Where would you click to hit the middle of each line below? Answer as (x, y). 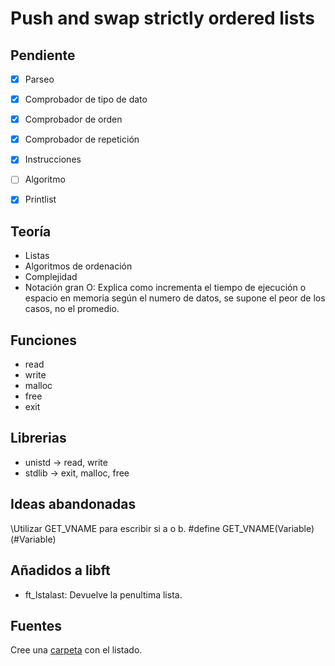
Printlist (40, 199)
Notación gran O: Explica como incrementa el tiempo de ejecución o (165, 288)
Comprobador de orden (73, 119)
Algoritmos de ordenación (78, 266)
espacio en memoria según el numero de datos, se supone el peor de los (175, 298)
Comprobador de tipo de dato (86, 99)
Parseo (39, 79)
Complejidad (51, 277)
